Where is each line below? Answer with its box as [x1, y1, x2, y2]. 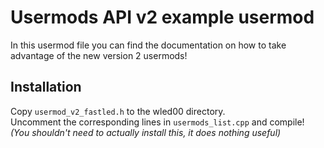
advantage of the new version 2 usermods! [10, 49, 188, 61]
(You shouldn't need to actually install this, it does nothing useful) [10, 126, 282, 138]
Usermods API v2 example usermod [10, 6, 315, 29]
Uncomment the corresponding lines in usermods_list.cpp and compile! [10, 116, 305, 128]
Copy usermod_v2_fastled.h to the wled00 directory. [10, 105, 226, 117]
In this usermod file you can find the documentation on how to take [10, 39, 287, 51]
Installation [10, 79, 82, 96]
